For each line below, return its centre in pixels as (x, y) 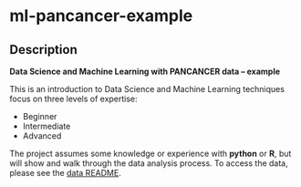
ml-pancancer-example (101, 16)
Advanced (42, 136)
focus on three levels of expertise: (74, 99)
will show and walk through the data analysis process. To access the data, (149, 163)
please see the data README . (65, 173)
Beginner (40, 116)
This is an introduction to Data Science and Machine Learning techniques (147, 89)
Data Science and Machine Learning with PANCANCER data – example (145, 71)
